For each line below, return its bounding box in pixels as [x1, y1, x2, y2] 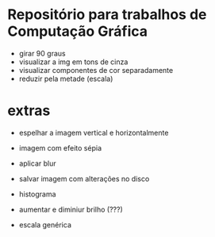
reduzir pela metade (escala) [18, 74, 113, 83]
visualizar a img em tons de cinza [18, 57, 129, 67]
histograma [18, 189, 56, 199]
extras [7, 101, 51, 120]
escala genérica [18, 220, 72, 229]
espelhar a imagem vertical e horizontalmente [18, 128, 169, 137]
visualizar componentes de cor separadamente [18, 65, 174, 75]
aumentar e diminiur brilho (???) [18, 205, 124, 214]
